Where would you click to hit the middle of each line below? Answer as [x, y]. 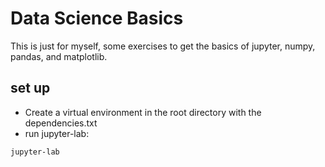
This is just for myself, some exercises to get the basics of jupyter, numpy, [163, 46]
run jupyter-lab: [57, 133]
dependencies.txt [61, 123]
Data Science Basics [97, 18]
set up [30, 88]
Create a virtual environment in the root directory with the [143, 112]
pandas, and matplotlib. [59, 56]
